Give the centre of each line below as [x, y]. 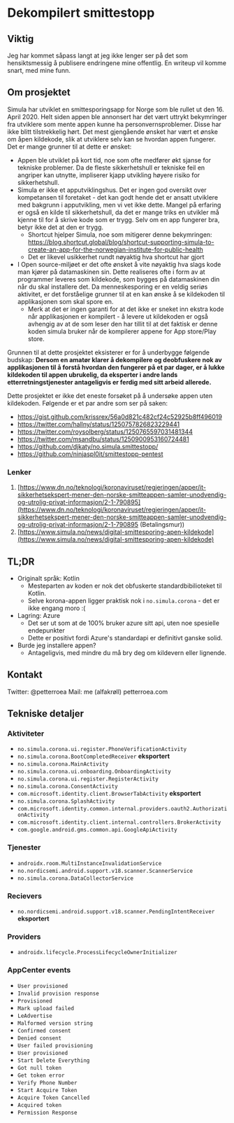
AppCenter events [39, 970]
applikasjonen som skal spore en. [65, 301]
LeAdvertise [35, 1016]
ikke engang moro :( [57, 608]
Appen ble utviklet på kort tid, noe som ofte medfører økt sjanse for [114, 160]
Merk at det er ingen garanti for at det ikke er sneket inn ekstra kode [126, 309]
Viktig [21, 39]
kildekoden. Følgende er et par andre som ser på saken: [88, 403]
